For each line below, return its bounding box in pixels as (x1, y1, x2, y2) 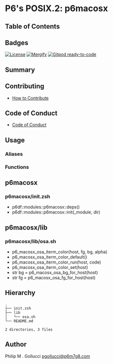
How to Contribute (12, 95, 49, 101)
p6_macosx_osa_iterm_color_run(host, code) (12, 259, 101, 265)
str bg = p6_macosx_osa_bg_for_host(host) (12, 270, 98, 276)
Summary (5, 66, 35, 74)
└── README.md (5, 318, 34, 323)
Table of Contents (5, 22, 60, 31)
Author (5, 340, 27, 348)
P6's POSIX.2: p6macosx (5, 3, 108, 14)
